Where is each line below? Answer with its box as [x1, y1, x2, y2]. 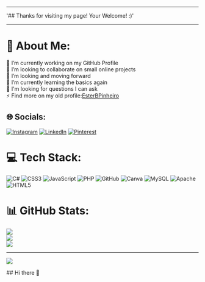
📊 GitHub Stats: [6, 203, 90, 217]
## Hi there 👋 [6, 269, 40, 276]
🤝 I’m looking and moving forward [6, 72, 92, 79]
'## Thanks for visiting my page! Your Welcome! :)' [6, 12, 134, 19]
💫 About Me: [6, 39, 71, 53]
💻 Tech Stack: [6, 150, 82, 164]
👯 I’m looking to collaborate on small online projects [6, 65, 136, 73]
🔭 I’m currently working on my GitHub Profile [6, 59, 119, 66]
